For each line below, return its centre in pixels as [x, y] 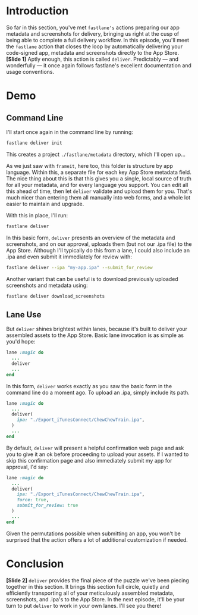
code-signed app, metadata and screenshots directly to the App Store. [93, 52]
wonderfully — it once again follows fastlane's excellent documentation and [99, 65]
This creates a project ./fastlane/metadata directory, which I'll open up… [96, 154]
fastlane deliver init [34, 143]
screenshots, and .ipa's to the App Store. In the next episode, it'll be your [95, 599]
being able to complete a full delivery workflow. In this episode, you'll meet [98, 40]
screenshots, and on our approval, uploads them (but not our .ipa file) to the [99, 244]
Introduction [37, 11]
